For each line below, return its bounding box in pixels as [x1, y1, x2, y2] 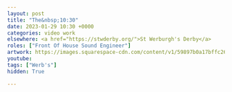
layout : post [7, 10, 45, 17]
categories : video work [7, 29, 76, 37]
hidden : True [7, 68, 45, 75]
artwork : [7, 49, 32, 56]
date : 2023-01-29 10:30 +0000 [7, 23, 95, 30]
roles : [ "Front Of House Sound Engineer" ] [7, 42, 131, 49]
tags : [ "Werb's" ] [7, 62, 57, 68]
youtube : [7, 55, 32, 62]
